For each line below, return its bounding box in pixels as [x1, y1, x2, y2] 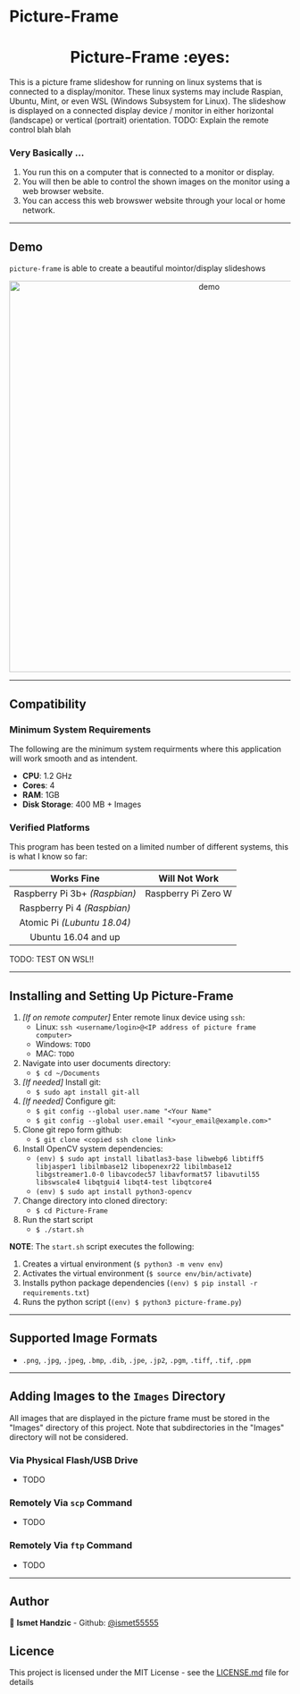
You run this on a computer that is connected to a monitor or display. [21, 167, 275, 178]
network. [21, 205, 55, 216]
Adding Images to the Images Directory [9, 1389, 226, 1404]
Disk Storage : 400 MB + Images [21, 799, 142, 809]
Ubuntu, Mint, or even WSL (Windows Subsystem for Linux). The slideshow [9, 96, 287, 106]
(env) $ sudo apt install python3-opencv [35, 1188, 192, 1197]
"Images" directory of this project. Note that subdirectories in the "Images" [9, 1422, 285, 1433]
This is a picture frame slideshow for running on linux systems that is [9, 77, 262, 88]
